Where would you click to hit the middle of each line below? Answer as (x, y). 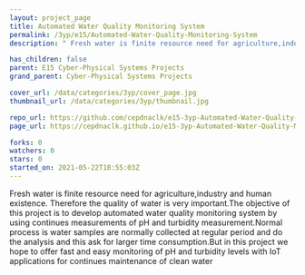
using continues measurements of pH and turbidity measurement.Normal (146, 222)
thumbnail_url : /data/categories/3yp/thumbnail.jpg (109, 101)
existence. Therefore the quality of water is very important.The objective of (150, 203)
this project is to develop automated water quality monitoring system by (143, 212)
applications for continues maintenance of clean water (111, 260)
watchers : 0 (32, 151)
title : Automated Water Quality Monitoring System (107, 26)
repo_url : (28, 118)
